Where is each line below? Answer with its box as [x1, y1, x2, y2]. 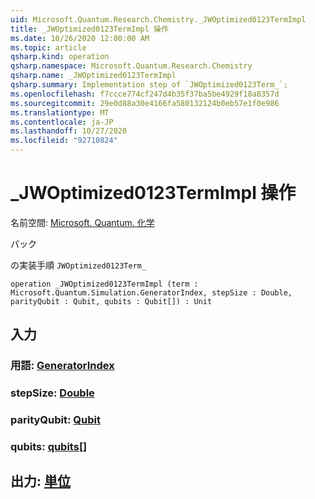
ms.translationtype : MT [10, 107, 110, 118]
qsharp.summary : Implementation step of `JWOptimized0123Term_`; [10, 80, 288, 90]
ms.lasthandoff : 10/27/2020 [10, 126, 128, 136]
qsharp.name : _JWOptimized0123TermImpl [10, 71, 177, 81]
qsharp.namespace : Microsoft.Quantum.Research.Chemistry [10, 61, 253, 71]
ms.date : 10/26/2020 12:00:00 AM [10, 33, 150, 43]
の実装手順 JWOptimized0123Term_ [10, 259, 147, 271]
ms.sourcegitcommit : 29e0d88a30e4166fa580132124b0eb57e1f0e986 [10, 98, 280, 108]
